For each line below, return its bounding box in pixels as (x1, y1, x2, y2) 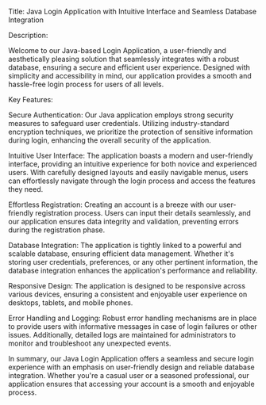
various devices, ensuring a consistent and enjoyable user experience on (8, 289, 248, 299)
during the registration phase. (8, 225, 106, 235)
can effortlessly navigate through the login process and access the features (8, 176, 256, 185)
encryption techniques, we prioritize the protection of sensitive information (8, 127, 253, 136)
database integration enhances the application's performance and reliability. (8, 266, 258, 275)
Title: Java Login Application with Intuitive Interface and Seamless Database (8, 7, 256, 16)
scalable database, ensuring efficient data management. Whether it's (8, 249, 234, 258)
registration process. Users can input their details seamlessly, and (35, 208, 252, 217)
